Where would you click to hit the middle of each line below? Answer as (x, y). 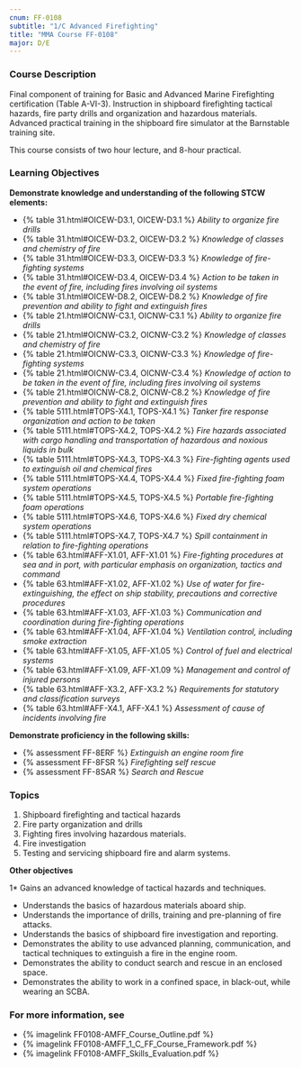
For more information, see (67, 1015)
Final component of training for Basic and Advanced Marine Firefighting (142, 94)
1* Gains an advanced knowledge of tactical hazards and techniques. (138, 888)
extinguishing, (48, 593)
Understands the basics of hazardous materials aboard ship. (134, 906)
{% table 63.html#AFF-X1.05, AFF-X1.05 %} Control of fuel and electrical (157, 651)
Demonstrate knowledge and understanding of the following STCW (137, 192)
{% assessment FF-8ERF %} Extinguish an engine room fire (133, 753)
